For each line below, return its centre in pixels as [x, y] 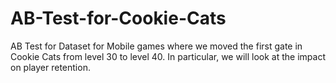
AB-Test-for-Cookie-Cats [118, 18]
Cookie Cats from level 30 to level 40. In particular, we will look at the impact [168, 56]
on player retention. [50, 67]
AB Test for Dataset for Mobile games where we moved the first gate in [156, 46]
